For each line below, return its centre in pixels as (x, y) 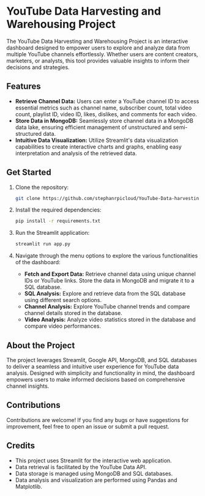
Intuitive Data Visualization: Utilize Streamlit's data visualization (97, 140)
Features (24, 87)
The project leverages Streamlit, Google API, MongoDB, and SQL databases (102, 360)
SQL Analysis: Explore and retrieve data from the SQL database (105, 294)
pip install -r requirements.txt (58, 221)
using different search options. (63, 300)
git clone (28, 198)
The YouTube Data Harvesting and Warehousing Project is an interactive (97, 41)
